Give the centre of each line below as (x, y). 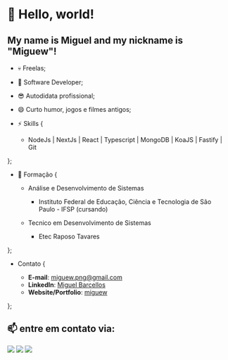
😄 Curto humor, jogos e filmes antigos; (74, 109)
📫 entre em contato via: (61, 329)
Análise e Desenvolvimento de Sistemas (86, 188)
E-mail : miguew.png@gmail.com (75, 277)
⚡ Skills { (30, 123)
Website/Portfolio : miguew (68, 292)
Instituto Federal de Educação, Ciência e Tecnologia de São (125, 202)
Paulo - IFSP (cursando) (73, 209)
